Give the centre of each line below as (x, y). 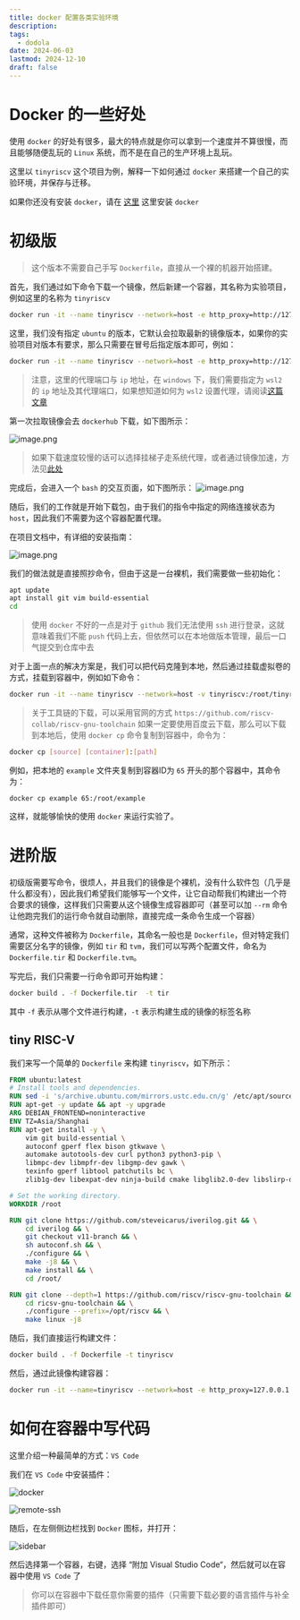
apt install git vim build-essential (79, 598)
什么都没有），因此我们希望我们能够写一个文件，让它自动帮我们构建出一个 (144, 893)
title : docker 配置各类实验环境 (64, 17)
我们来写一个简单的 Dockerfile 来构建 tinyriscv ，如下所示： (121, 1063)
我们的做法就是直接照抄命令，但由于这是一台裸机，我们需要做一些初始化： (146, 573)
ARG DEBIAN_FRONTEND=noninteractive (77, 1113)
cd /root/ (44, 1278)
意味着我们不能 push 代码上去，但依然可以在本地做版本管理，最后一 (155, 636)
